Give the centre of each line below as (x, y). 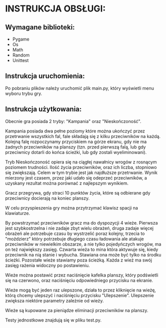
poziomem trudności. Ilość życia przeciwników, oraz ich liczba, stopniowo (81, 167)
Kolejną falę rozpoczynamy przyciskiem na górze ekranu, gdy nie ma (76, 141)
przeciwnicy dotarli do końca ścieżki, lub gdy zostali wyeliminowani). (76, 152)
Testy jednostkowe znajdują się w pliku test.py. (53, 320)
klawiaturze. (18, 213)
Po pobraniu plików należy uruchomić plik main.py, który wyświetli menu (80, 88)
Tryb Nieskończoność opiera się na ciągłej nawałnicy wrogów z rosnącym (81, 162)
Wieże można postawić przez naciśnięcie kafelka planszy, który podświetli (82, 275)
